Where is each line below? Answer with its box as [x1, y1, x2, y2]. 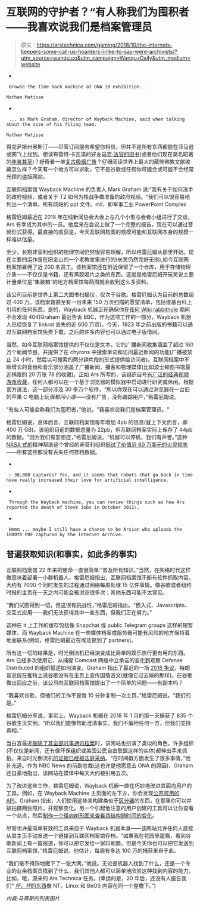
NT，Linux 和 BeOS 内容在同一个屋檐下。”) [53, 882, 157, 889]
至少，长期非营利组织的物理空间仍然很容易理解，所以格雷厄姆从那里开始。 [6, 248, 189, 256]
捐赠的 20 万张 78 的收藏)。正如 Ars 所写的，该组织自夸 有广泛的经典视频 [11, 371, 189, 378]
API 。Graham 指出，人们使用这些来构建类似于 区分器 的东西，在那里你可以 [6, 797, 187, 804]
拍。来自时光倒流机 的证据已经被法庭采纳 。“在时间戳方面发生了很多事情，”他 [6, 754, 191, 761]
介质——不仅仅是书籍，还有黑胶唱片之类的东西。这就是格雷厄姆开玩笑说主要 [6, 270, 194, 278]
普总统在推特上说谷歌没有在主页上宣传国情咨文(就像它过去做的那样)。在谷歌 [6, 671, 193, 678]
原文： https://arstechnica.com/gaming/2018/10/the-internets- [20, 41, 173, 48]
